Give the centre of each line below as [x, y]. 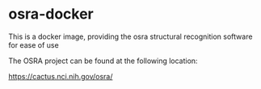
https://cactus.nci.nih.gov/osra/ [61, 76]
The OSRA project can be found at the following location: [103, 61]
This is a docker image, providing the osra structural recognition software [130, 36]
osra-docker [51, 14]
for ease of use [34, 44]
